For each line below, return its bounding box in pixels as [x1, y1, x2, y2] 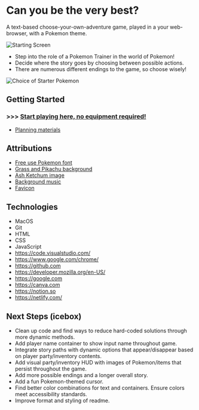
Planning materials [14, 126, 61, 133]
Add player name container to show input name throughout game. [14, 340, 177, 347]
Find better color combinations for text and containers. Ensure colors [14, 384, 185, 391]
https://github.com [14, 262, 61, 270]
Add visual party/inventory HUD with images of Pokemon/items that [14, 359, 182, 366]
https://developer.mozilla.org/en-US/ [14, 268, 106, 276]
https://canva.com [14, 282, 60, 289]
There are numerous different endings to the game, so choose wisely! [14, 65, 187, 72]
